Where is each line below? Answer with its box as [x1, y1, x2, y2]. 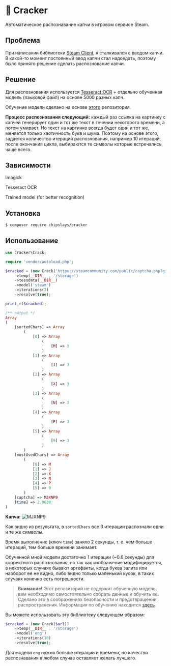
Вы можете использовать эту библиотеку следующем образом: [5, 612, 145, 618]
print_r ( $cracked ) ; [5, 301, 47, 306]
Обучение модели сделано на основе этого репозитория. [5, 104, 131, 110]
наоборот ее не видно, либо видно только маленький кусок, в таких [5, 570, 154, 576]
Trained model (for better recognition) [5, 194, 85, 200]
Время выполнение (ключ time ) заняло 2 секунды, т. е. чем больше [5, 539, 153, 545]
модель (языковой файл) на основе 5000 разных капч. [5, 94, 125, 100]
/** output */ [5, 310, 36, 315]
